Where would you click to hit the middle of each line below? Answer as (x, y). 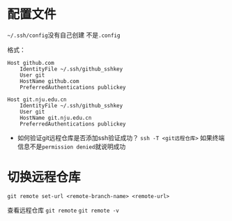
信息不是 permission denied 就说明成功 (71, 146)
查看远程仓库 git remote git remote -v (63, 210)
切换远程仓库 (44, 177)
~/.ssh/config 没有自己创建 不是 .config (64, 35)
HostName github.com (49, 81)
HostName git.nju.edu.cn (56, 118)
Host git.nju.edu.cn (37, 99)
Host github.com (31, 63)
